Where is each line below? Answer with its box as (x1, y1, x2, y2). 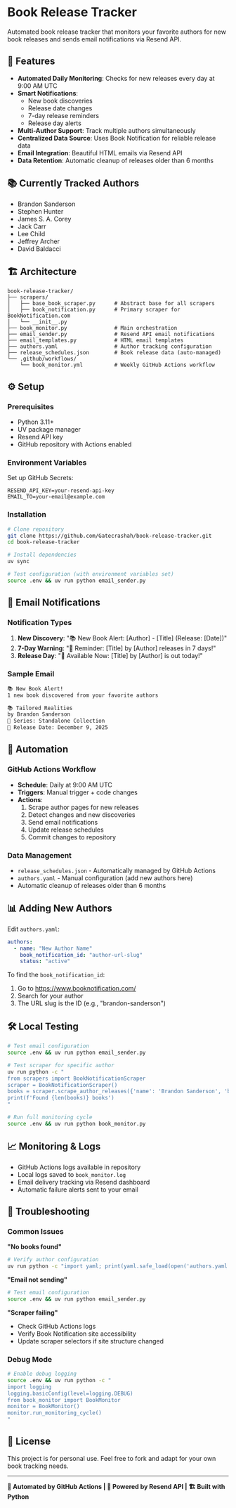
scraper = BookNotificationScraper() (7, 1081, 118, 1088)
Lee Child (17, 229, 46, 238)
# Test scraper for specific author (7, 1062, 114, 1069)
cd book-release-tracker (7, 539, 80, 546)
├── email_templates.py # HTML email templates (7, 337, 184, 344)
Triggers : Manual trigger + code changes (17, 788, 138, 797)
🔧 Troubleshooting (7, 1205, 90, 1217)
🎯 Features (7, 56, 55, 67)
